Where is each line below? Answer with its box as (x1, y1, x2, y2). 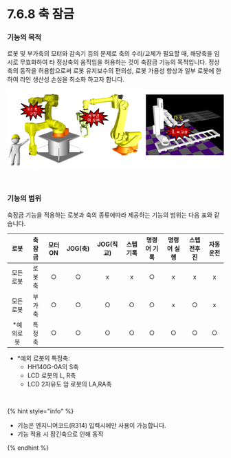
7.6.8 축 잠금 (7, 6, 74, 22)
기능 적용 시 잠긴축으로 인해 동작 (16, 430, 104, 438)
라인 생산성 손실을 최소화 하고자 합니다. (19, 75, 125, 83)
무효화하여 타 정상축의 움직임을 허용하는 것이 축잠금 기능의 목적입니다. (19, 58, 208, 66)
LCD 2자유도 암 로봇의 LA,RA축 (27, 380, 112, 388)
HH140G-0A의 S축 (27, 363, 79, 371)
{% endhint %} (7, 444, 49, 452)
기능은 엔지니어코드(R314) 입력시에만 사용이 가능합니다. (16, 421, 166, 430)
